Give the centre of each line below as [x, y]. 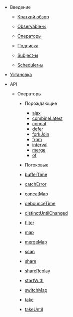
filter [30, 223]
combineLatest [47, 118]
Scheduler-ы [30, 65]
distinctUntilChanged [46, 213]
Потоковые [36, 165]
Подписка [28, 46]
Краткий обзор [33, 17]
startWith [34, 280]
